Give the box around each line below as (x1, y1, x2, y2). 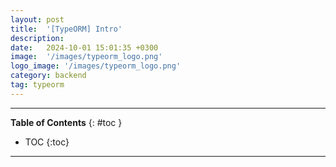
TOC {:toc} (24, 136, 70, 148)
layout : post (10, 14, 65, 25)
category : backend (10, 71, 87, 81)
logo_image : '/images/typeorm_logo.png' (10, 61, 182, 71)
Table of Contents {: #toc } (10, 116, 123, 128)
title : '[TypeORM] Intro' (10, 24, 123, 34)
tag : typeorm (10, 80, 65, 90)
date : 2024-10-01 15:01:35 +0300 (10, 42, 159, 53)
